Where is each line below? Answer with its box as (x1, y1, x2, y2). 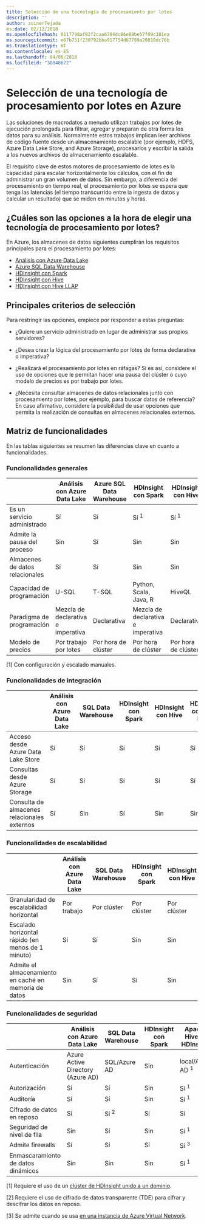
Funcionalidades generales (6, 464, 88, 472)
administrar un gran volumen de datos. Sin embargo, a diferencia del (6, 176, 178, 183)
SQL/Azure (104, 1058, 136, 1066)
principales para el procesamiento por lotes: (6, 245, 117, 252)
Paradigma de (9, 613, 50, 622)
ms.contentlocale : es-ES (6, 49, 69, 55)
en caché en (9, 976, 45, 984)
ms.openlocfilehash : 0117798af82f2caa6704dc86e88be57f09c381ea (6, 32, 170, 38)
